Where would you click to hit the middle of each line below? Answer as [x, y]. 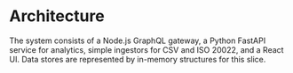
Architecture [57, 16]
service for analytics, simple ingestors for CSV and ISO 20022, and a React [146, 49]
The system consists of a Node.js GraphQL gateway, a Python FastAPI [138, 40]
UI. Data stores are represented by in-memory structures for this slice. [138, 59]
